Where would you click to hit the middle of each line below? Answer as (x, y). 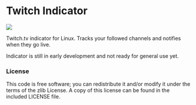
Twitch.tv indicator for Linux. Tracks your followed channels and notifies (94, 38)
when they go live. (29, 44)
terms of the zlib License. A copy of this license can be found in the (88, 90)
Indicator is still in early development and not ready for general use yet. (92, 56)
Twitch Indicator (47, 11)
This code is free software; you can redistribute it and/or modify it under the (98, 84)
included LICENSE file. (33, 97)
